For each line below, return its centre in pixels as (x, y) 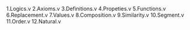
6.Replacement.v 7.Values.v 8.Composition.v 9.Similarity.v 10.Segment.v (95, 15)
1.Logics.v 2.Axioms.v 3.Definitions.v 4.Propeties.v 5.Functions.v (86, 9)
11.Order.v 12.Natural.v (34, 21)
